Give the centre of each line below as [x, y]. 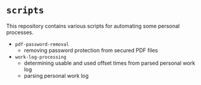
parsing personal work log [56, 75]
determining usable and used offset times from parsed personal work [109, 63]
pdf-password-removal [42, 44]
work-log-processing [40, 57]
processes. [20, 32]
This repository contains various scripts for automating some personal [93, 26]
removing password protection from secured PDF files [91, 50]
